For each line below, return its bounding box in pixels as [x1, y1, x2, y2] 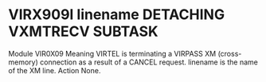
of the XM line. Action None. [8, 65, 101, 75]
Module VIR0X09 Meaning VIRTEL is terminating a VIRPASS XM [8, 49, 217, 58]
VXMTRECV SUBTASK [8, 22, 158, 41]
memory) [8, 57, 38, 67]
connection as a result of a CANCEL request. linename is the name [39, 57, 259, 67]
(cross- [217, 49, 242, 58]
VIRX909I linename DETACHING [8, 6, 225, 24]
